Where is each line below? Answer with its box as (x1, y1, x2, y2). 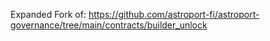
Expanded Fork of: (10, 9, 87, 20)
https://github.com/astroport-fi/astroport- (88, 9, 260, 20)
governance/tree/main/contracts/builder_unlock (10, 19, 208, 31)
